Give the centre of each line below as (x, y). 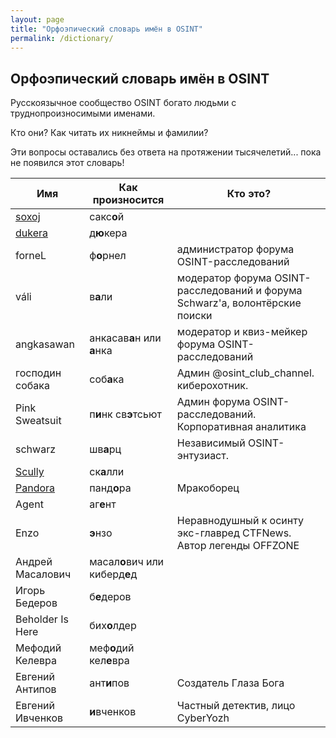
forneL (31, 256)
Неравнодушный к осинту (240, 521)
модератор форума (224, 278)
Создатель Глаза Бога (230, 683)
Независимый (211, 443)
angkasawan (45, 344)
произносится (128, 200)
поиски (194, 316)
